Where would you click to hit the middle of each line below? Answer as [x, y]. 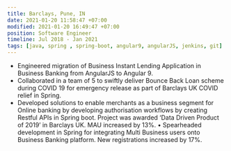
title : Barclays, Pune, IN [46, 14]
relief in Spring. [39, 95]
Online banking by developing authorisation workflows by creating [112, 110]
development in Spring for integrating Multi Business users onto [109, 132]
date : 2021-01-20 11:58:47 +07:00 [57, 20]
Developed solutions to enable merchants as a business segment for [115, 103]
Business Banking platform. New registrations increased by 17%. [110, 140]
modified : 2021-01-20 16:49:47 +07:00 [63, 26]
